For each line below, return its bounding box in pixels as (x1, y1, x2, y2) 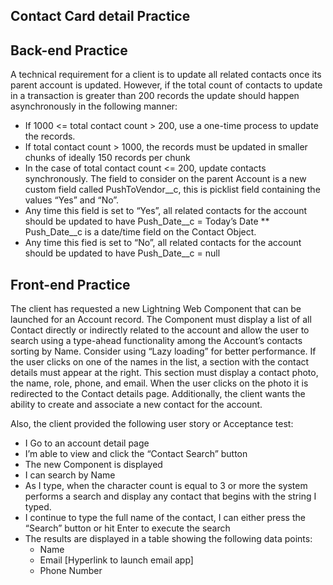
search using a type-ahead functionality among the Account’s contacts (10, 335, 303, 347)
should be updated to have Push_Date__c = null (24, 247, 221, 259)
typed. (24, 501, 52, 513)
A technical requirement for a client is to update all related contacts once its (10, 69, 322, 81)
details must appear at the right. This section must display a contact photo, (10, 367, 319, 379)
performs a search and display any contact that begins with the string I (24, 490, 317, 503)
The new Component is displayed (24, 459, 163, 471)
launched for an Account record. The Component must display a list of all (10, 314, 312, 326)
